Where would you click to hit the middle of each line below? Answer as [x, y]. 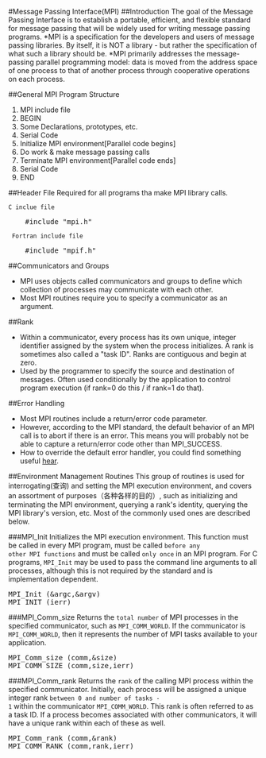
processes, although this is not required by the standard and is [110, 570]
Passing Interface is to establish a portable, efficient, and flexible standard [130, 20]
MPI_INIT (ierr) [40, 602]
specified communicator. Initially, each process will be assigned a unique [127, 689]
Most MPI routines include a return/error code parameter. [114, 419]
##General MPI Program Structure [64, 94]
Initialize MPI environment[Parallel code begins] [98, 143]
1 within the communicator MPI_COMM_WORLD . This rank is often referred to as [131, 706]
